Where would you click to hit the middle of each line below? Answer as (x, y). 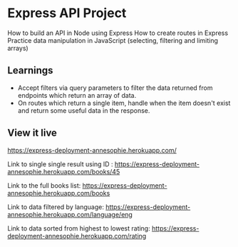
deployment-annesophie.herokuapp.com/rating (77, 236)
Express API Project (67, 13)
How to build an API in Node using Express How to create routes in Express (118, 33)
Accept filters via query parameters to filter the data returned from (115, 88)
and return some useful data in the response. (84, 110)
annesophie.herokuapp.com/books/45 (64, 171)
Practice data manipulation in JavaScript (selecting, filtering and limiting (113, 40)
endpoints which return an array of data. (77, 95)
